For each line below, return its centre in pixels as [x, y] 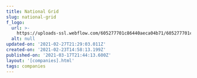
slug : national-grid [31, 17]
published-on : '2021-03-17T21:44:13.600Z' [59, 55]
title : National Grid [33, 11]
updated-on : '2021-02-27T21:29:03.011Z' [56, 45]
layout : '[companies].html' [40, 60]
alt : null [23, 39]
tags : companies [26, 66]
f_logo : [16, 22]
